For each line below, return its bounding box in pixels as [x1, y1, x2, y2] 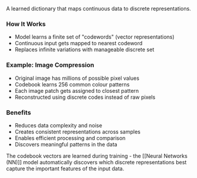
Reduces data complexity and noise [14, 121, 103, 129]
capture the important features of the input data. [6, 165, 125, 172]
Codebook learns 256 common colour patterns [14, 80, 130, 88]
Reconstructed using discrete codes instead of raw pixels [14, 93, 155, 101]
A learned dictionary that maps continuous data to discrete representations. [6, 5, 191, 12]
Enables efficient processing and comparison [14, 134, 126, 142]
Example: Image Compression [6, 61, 94, 69]
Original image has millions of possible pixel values [14, 74, 139, 82]
